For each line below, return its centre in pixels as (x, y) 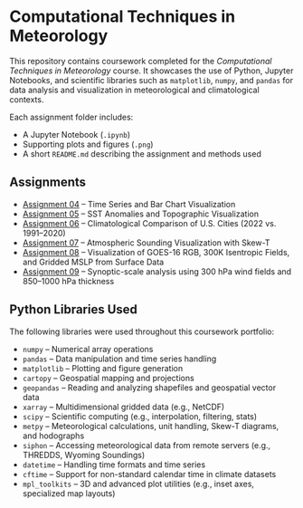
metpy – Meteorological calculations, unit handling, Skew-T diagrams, (151, 426)
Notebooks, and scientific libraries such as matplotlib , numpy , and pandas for (151, 80)
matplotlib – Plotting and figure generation (103, 368)
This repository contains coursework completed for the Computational (141, 61)
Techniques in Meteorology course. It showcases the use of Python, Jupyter (151, 71)
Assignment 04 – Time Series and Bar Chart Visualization (129, 204)
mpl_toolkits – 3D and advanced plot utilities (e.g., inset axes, (138, 484)
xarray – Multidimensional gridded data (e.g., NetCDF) (123, 407)
